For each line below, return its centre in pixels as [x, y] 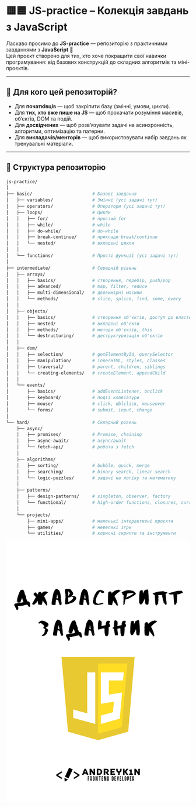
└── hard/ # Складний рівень [71, 422]
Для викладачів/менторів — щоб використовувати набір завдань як [100, 137]
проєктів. [17, 68]
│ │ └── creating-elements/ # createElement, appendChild [86, 373]
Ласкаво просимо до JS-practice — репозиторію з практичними [87, 43]
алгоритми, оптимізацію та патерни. [60, 131]
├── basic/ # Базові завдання [71, 194]
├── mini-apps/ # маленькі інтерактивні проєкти [100, 521]
